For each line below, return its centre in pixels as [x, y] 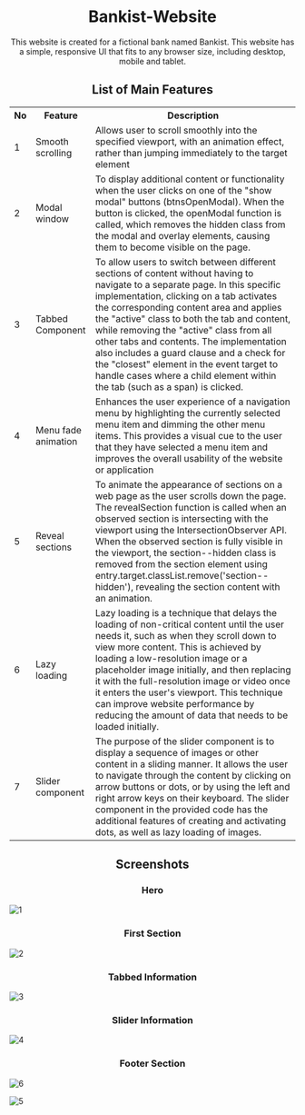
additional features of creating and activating [191, 821]
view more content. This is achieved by [178, 647]
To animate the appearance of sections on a [189, 484]
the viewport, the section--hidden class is [186, 553]
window [53, 218]
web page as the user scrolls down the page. [191, 495]
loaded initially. [127, 726]
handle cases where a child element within [186, 375]
